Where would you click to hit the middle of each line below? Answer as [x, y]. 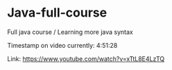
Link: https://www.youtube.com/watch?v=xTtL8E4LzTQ [86, 59]
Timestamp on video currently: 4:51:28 [62, 45]
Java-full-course [57, 13]
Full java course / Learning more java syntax [70, 32]
